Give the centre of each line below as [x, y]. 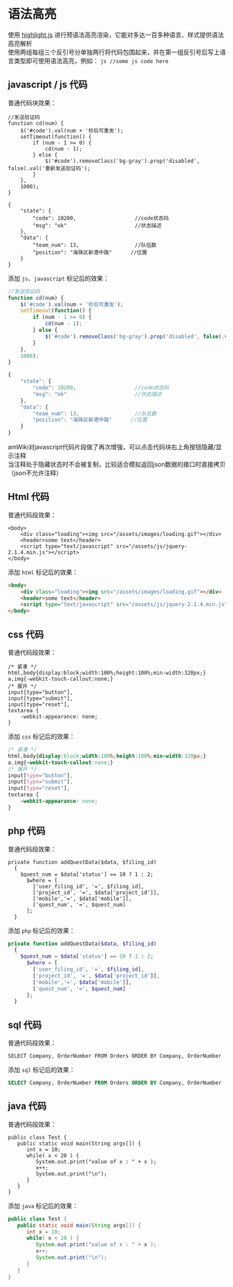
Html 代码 [29, 497]
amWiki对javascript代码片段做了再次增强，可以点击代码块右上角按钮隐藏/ [112, 447]
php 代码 [27, 831]
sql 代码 [25, 1025]
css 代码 [26, 634]
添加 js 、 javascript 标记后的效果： [58, 278]
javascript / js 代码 [48, 85]
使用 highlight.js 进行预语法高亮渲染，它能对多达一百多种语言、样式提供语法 [116, 35]
